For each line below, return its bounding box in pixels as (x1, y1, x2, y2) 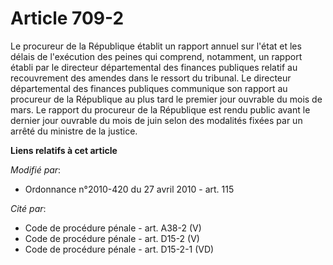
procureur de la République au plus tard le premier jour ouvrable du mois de (10, 93, 323, 105)
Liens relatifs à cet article (10, 144, 118, 156)
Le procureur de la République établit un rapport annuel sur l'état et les (10, 40, 302, 52)
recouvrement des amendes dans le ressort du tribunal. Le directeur (10, 72, 292, 84)
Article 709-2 (10, 7, 125, 30)
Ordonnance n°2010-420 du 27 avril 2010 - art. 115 (24, 183, 235, 195)
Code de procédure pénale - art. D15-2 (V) (24, 232, 200, 244)
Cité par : (10, 202, 47, 214)
